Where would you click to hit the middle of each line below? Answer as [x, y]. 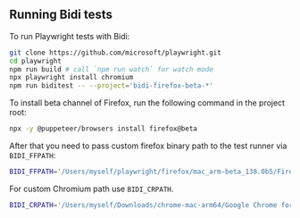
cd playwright [36, 61]
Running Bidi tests [61, 15]
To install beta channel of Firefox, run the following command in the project [147, 103]
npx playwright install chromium [71, 78]
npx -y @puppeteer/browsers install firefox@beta [104, 129]
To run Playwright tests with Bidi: [70, 36]
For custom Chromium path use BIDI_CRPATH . [92, 189]
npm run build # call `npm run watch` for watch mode [112, 69]
